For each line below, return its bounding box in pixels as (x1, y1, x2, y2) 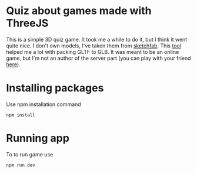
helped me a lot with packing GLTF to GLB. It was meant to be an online (6, 48, 179, 55)
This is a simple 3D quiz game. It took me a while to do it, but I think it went (6, 36, 188, 43)
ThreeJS (6, 16, 49, 30)
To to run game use (6, 151, 54, 158)
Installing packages (6, 81, 104, 95)
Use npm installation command (6, 101, 81, 108)
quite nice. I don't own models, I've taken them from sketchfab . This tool (6, 42, 181, 49)
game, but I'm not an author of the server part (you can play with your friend (6, 54, 191, 62)
